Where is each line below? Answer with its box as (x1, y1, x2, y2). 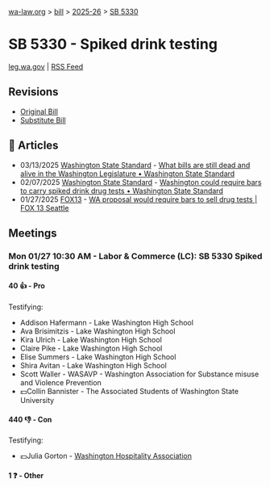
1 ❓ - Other (8, 470, 44, 480)
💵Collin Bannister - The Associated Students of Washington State (19, 387, 239, 397)
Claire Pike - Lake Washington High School (19, 343, 163, 354)
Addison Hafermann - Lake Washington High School (19, 318, 193, 328)
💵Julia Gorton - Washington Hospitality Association (19, 451, 192, 461)
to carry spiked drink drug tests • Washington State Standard (19, 186, 223, 195)
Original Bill (19, 107, 59, 116)
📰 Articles (8, 139, 59, 153)
